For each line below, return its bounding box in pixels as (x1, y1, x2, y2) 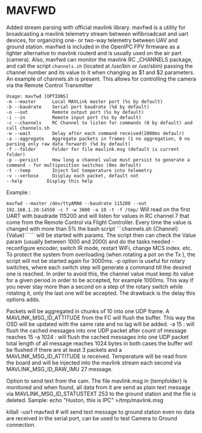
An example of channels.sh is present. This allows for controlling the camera (6, 75, 197, 82)
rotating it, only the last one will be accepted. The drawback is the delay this (6, 289, 196, 297)
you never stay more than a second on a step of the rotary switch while (6, 283, 183, 290)
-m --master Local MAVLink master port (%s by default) (6, 98, 163, 105)
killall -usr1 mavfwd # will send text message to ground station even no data (6, 408, 195, 415)
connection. (6, 421, 36, 428)
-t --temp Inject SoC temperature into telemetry (6, 167, 153, 173)
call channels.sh (6, 125, 50, 131)
